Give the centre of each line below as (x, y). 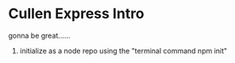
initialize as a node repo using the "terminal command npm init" (123, 50)
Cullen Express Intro (76, 14)
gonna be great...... (39, 35)
